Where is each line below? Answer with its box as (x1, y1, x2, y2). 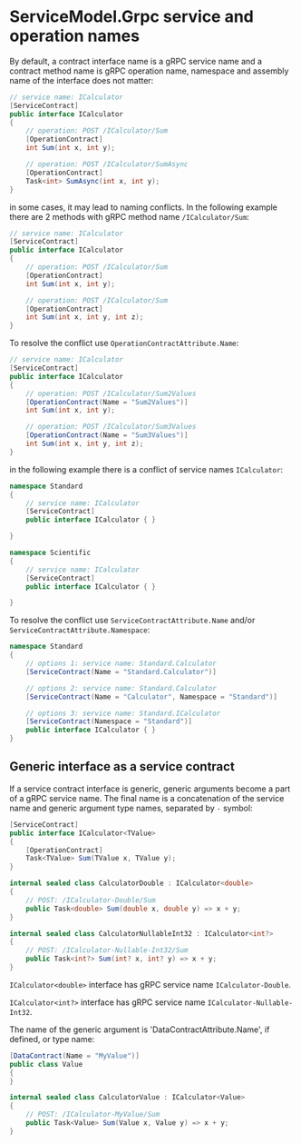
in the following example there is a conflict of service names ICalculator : (9, 463, 284, 474)
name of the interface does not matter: (9, 75, 154, 85)
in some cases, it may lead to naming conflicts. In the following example (9, 202, 278, 213)
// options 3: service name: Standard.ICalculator (25, 709, 221, 718)
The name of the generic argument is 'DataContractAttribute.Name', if (9, 1024, 270, 1035)
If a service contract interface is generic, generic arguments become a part (9, 783, 291, 794)
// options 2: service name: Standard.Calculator (25, 683, 218, 692)
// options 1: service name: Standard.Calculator (25, 659, 218, 669)
